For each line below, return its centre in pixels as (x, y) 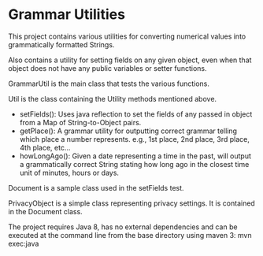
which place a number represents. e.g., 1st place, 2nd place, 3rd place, (135, 139)
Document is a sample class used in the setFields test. (96, 187)
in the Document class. (45, 211)
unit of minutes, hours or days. (69, 173)
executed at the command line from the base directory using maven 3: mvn (130, 235)
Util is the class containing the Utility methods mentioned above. (113, 98)
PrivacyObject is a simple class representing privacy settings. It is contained (132, 203)
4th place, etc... (45, 147)
